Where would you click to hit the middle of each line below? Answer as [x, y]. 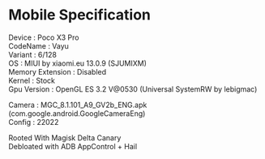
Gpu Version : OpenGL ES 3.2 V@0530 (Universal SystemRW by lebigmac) [133, 89]
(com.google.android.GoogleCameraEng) [77, 113]
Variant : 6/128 [32, 54]
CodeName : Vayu [38, 45]
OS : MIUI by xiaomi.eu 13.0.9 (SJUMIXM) [78, 63]
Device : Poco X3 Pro [44, 37]
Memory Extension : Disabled [58, 71]
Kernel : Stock [32, 80]
